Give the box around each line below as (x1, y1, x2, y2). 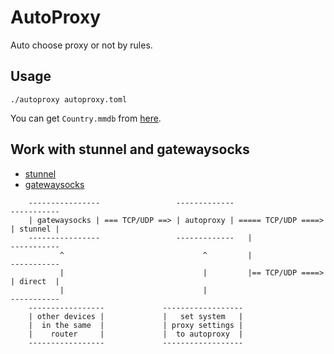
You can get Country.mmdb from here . (10, 112, 162, 124)
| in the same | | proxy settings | (28, 320, 244, 330)
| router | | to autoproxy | (28, 329, 244, 339)
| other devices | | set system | (28, 311, 244, 321)
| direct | (10, 276, 60, 286)
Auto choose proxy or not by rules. (10, 39, 153, 51)
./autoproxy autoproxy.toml (10, 94, 128, 105)
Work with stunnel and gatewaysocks (10, 141, 250, 158)
